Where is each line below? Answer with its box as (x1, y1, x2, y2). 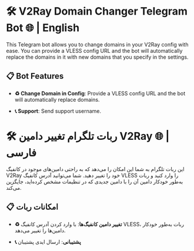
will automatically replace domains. (14, 96, 100, 103)
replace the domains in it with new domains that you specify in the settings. (6, 53, 189, 61)
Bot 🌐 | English (6, 21, 80, 35)
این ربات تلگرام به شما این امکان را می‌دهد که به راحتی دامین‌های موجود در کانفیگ (6, 165, 185, 172)
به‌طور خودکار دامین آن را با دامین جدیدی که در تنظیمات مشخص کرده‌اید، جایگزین (6, 178, 183, 185)
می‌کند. (6, 184, 22, 191)
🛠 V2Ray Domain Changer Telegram (6, 5, 188, 18)
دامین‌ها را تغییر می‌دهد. (14, 227, 66, 234)
